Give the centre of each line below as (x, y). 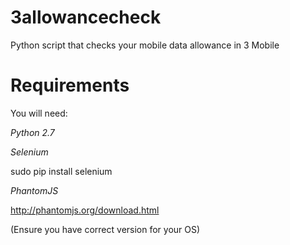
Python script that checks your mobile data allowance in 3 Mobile (145, 45)
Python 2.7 (32, 132)
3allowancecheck (86, 17)
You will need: (39, 113)
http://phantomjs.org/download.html (85, 210)
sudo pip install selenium (61, 171)
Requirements (70, 85)
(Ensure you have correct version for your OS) (105, 229)
